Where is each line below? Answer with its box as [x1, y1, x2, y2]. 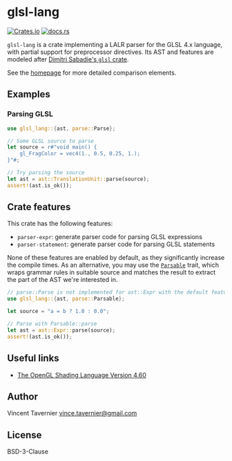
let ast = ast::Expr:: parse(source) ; [7, 326, 116, 334]
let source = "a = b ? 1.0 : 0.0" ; [7, 308, 110, 315]
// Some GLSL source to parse [7, 138, 95, 144]
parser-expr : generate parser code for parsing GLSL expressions [17, 233, 202, 241]
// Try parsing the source [7, 169, 85, 176]
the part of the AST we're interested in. [7, 276, 118, 284]
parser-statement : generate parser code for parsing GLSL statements [17, 240, 215, 249]
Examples [7, 88, 50, 100]
